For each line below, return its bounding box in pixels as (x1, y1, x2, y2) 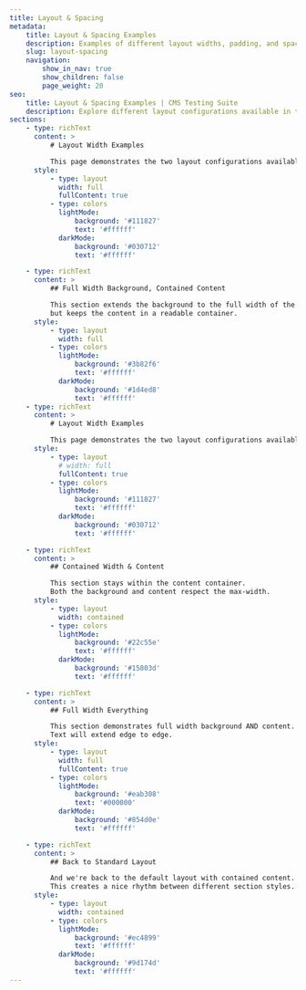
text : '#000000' (74, 798, 137, 808)
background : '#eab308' (74, 790, 161, 799)
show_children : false (42, 73, 125, 82)
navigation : (25, 56, 71, 65)
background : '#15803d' (74, 663, 161, 672)
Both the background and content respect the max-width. (49, 588, 271, 597)
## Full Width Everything (49, 705, 148, 714)
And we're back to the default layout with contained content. (49, 873, 296, 883)
